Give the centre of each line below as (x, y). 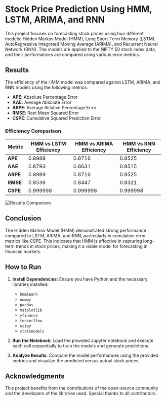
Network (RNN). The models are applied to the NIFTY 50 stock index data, (81, 49)
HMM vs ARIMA (94, 144)
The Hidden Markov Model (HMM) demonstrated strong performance (76, 230)
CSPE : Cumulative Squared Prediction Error (57, 118)
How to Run (23, 267)
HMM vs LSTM (48, 144)
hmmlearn (29, 294)
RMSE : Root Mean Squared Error (45, 113)
